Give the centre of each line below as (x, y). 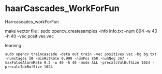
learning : (15, 45)
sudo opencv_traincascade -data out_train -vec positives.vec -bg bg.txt (81, 54)
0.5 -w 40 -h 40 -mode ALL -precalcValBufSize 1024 (97, 62)
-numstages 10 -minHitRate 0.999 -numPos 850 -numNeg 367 (65, 58)
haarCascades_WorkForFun (62, 8)
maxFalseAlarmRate (23, 62)
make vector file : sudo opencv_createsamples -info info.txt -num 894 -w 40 (81, 31)
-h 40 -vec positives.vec (29, 36)
